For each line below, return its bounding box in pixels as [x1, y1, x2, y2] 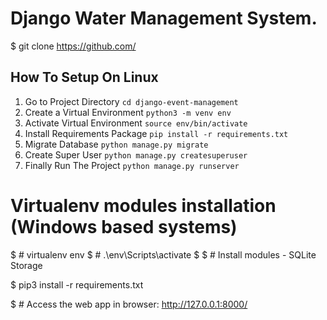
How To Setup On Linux [10, 69, 159, 86]
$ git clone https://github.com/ [10, 40, 137, 52]
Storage [10, 259, 43, 271]
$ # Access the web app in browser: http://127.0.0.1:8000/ [10, 298, 248, 310]
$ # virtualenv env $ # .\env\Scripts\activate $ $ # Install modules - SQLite [10, 248, 317, 261]
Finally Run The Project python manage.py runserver [24, 159, 240, 171]
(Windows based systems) [10, 215, 238, 238]
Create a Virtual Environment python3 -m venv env [24, 106, 232, 118]
